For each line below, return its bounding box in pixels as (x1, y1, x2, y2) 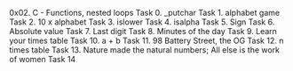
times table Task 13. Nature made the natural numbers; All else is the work (9, 45, 281, 55)
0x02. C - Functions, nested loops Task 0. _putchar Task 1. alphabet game (9, 8, 281, 18)
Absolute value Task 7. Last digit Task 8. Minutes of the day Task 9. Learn (9, 26, 278, 36)
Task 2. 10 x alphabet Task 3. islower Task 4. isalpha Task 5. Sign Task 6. (9, 17, 275, 27)
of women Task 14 (9, 54, 76, 64)
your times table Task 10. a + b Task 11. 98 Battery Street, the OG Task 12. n (9, 35, 284, 46)
